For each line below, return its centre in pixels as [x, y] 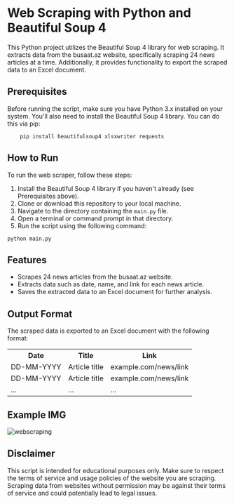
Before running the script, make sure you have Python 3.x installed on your [115, 108]
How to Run [33, 158]
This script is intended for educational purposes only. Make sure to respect [116, 470]
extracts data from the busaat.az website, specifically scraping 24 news [111, 55]
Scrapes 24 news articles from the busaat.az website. [95, 277]
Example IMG [37, 415]
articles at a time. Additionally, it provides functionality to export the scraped [117, 62]
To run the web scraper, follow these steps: [70, 175]
